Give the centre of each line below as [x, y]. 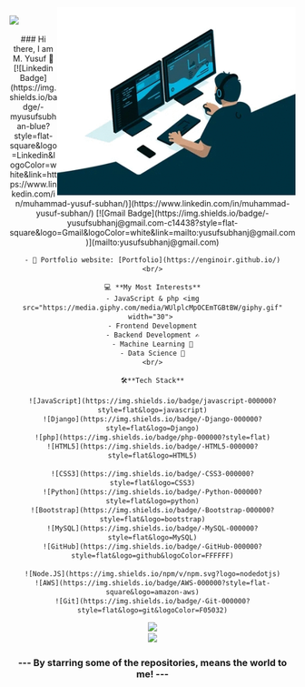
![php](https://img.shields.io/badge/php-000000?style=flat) [152, 438]
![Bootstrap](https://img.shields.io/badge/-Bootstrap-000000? [152, 510]
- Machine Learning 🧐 [152, 344]
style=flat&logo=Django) [152, 429]
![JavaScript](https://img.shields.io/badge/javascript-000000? [152, 401]
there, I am [33, 49]
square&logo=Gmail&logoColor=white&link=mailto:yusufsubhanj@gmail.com [152, 232]
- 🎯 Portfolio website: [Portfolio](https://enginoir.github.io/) [152, 260]
